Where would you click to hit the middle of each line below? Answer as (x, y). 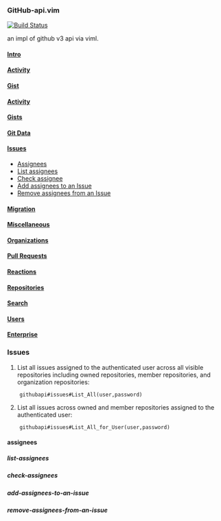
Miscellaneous (28, 225)
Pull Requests (27, 256)
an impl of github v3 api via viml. (53, 38)
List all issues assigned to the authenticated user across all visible (110, 367)
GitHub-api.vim (33, 10)
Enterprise (22, 335)
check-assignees (33, 476)
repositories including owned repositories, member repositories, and (114, 375)
